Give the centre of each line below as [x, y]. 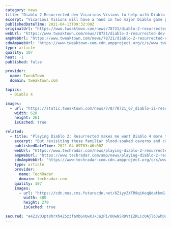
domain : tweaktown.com [34, 81]
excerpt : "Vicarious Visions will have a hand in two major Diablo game [84, 19]
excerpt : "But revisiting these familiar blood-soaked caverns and [87, 141]
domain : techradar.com [43, 179]
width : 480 [35, 198]
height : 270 [36, 203]
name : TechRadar [36, 174]
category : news [21, 10]
